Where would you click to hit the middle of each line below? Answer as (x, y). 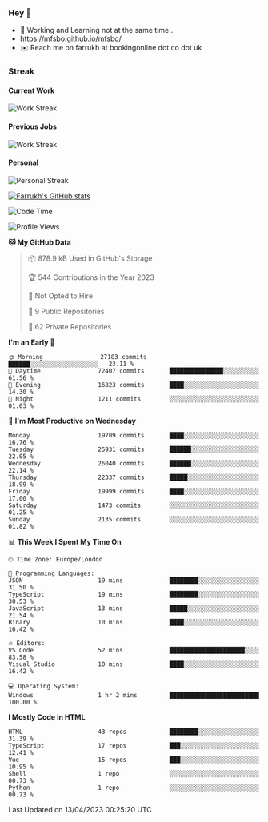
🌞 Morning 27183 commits (78, 357)
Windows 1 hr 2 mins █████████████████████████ (134, 695)
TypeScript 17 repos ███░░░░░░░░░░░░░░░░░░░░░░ (134, 746)
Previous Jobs (33, 126)
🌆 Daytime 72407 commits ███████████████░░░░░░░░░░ (134, 371)
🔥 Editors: (27, 643)
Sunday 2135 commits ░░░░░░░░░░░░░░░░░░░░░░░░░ (134, 519)
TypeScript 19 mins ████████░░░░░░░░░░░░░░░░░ (134, 594)
